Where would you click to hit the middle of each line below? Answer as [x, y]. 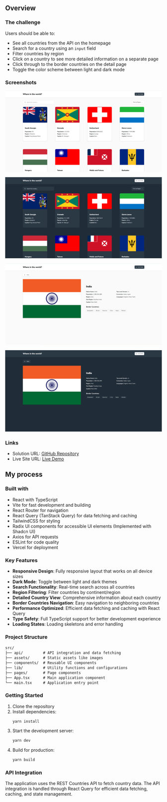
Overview [21, 8]
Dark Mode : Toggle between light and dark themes [65, 582]
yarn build [24, 760]
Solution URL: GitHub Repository [46, 453]
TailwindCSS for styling [36, 521]
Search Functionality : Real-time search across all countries [74, 587]
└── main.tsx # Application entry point [52, 683]
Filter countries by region [38, 53]
